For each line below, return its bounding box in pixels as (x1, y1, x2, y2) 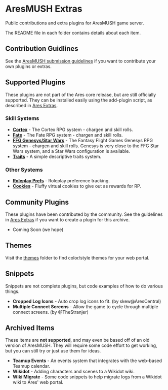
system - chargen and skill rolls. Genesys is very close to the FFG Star (12, 143, 159, 149)
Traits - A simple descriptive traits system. (12, 153, 102, 159)
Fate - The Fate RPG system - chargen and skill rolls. (12, 132, 123, 138)
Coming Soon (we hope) (12, 226, 64, 233)
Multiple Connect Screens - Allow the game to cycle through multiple (12, 303, 158, 310)
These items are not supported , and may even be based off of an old (5, 337, 150, 343)
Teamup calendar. (12, 363, 51, 369)
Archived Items (5, 323, 55, 332)
